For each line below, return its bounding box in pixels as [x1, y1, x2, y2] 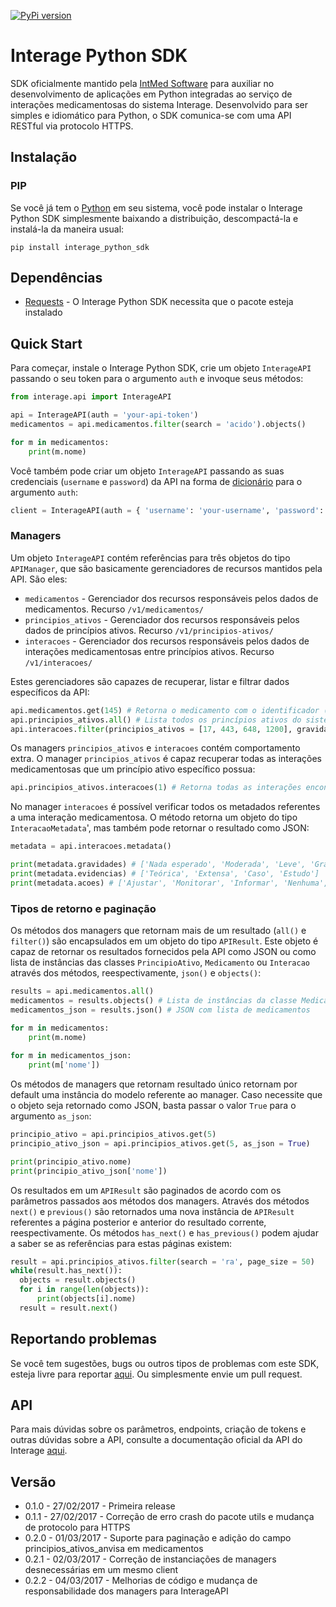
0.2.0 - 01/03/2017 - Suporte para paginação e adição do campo [24, 1532, 292, 1544]
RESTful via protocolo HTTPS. [10, 120, 134, 132]
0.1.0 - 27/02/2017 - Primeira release [24, 1500, 176, 1512]
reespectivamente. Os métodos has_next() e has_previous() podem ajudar [10, 1226, 319, 1239]
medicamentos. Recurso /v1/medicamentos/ [24, 603, 205, 615]
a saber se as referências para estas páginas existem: [10, 1237, 233, 1249]
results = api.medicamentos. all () [10, 986, 155, 997]
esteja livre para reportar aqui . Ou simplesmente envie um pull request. [10, 1368, 303, 1380]
